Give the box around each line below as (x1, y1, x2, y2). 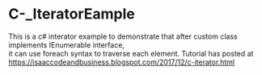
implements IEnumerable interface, (8, 40, 125, 49)
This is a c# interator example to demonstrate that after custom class (8, 31, 238, 41)
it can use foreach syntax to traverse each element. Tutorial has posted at (8, 48, 254, 58)
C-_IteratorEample (8, 5, 136, 23)
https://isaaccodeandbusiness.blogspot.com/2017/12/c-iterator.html (8, 57, 235, 67)
